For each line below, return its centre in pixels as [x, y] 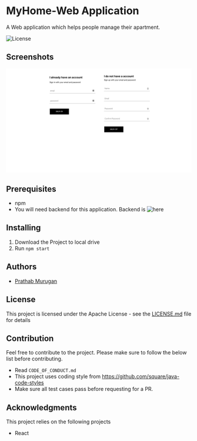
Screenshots [30, 57]
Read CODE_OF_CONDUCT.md [45, 370]
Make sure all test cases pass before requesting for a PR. [84, 389]
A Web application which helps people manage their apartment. [83, 27]
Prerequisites [31, 189]
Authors [21, 267]
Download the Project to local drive [57, 242]
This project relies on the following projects [59, 422]
